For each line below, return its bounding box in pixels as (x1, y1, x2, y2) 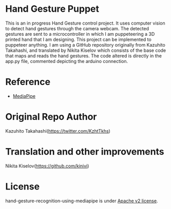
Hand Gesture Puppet (5, 3, 99, 15)
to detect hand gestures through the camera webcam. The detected (5, 25, 149, 31)
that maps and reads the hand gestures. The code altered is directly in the (5, 52, 162, 59)
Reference (5, 76, 50, 88)
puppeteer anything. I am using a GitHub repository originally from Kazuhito (5, 41, 165, 48)
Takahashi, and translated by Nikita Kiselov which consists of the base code (5, 47, 166, 53)
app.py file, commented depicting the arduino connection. (5, 58, 128, 64)
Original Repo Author (5, 111, 97, 123)
